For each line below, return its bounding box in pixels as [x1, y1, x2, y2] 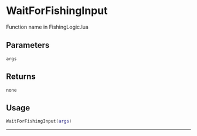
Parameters [6, 40, 50, 50]
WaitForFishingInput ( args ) [6, 118, 72, 124]
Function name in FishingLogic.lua [6, 23, 89, 30]
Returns [6, 72, 36, 82]
